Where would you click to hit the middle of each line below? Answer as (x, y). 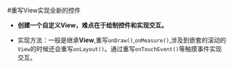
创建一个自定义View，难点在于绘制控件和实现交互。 (92, 25)
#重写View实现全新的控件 (44, 10)
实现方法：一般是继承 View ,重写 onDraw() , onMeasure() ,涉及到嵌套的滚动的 (122, 40)
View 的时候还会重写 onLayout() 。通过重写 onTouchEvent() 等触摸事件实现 (120, 49)
